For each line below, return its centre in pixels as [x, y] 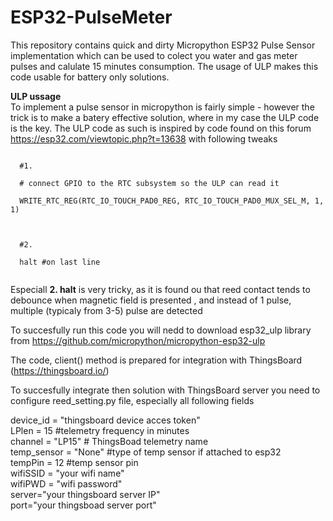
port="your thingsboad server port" [83, 505]
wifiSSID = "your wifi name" [67, 473]
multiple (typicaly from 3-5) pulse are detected [106, 310]
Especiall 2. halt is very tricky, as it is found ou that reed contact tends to [160, 289]
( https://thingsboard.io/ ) [60, 370]
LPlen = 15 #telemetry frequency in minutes [100, 430]
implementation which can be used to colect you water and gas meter [154, 55]
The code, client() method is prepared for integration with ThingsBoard [156, 360]
